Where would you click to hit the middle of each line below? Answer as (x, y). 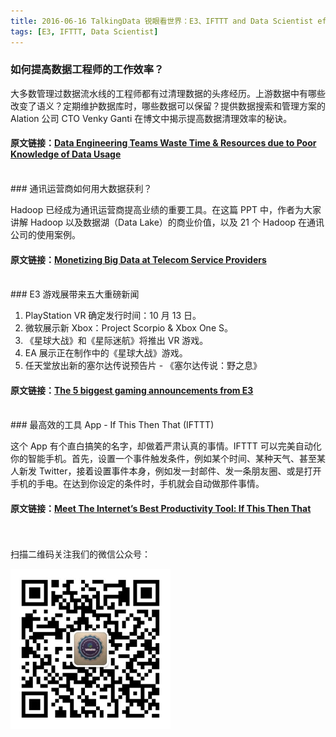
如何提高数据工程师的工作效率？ (87, 70)
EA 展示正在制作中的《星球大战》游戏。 (106, 353)
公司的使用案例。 (45, 234)
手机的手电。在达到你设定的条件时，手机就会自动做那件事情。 (137, 484)
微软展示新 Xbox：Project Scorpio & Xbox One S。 (128, 328)
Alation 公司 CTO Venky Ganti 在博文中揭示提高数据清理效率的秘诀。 (151, 118)
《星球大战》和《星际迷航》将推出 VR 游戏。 (116, 341)
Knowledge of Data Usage (66, 154)
